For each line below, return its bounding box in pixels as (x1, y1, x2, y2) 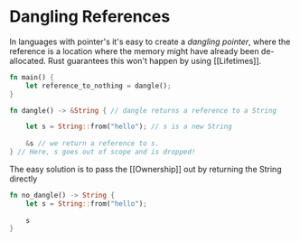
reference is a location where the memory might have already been (9, 45, 259, 56)
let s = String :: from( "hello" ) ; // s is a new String (25, 122, 232, 132)
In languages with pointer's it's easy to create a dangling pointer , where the (9, 36, 291, 47)
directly (9, 173, 38, 184)
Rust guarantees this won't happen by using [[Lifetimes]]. (48, 55, 262, 66)
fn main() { (9, 72, 54, 82)
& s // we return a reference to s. (25, 139, 160, 148)
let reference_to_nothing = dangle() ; (25, 81, 172, 90)
